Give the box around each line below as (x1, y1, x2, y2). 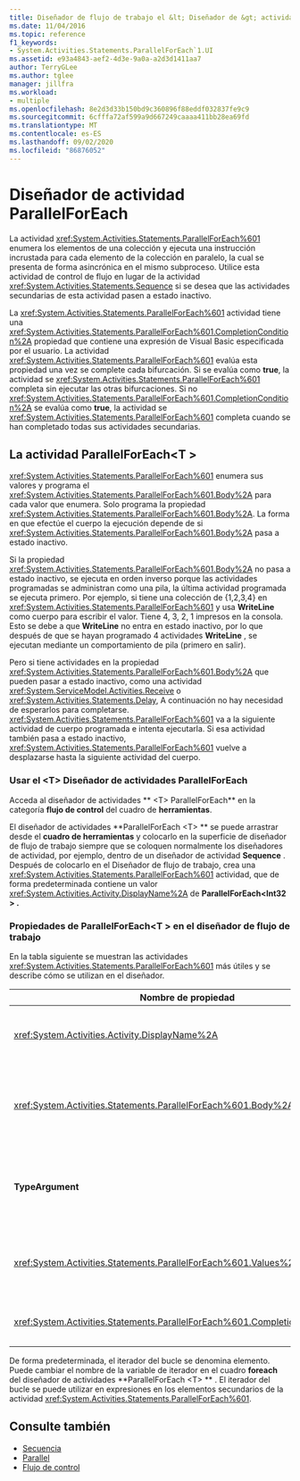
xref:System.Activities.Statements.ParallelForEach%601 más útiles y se (9, 960, 271, 971)
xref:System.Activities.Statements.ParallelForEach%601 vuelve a (9, 742, 247, 753)
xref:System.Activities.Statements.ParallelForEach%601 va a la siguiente (9, 714, 276, 724)
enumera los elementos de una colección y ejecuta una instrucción (9, 242, 256, 253)
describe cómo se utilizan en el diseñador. (9, 970, 165, 981)
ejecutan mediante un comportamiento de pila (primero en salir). (9, 640, 246, 650)
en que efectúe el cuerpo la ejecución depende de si (9, 518, 204, 529)
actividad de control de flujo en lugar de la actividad (9, 271, 201, 281)
